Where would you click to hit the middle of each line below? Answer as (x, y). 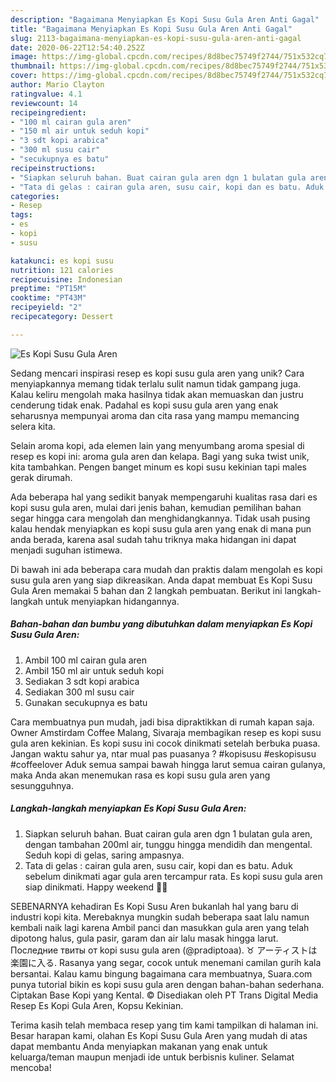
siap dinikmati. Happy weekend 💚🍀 (96, 887)
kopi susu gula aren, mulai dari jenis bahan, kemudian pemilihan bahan (156, 507)
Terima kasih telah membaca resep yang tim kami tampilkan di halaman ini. (164, 1025)
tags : (21, 215)
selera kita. (33, 426)
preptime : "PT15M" (48, 289)
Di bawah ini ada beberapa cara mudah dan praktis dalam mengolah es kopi (166, 569)
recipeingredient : (48, 112)
